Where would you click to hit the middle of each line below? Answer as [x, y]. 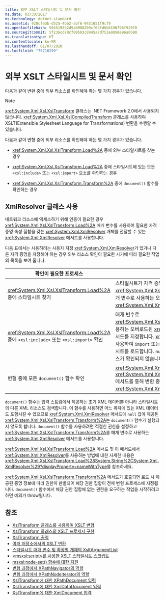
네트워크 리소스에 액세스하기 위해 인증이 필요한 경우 [54, 219]
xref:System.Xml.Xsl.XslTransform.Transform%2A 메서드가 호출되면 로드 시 [80, 477]
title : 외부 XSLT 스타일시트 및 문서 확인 [43, 10]
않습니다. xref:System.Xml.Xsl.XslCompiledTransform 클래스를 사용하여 [76, 117]
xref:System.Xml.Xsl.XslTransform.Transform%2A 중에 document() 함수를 [85, 183]
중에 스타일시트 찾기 [29, 298]
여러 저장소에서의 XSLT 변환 [39, 544]
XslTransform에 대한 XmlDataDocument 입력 [57, 587]
